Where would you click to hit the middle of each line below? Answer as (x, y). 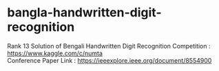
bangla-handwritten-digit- (84, 13)
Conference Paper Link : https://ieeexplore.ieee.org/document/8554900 (109, 60)
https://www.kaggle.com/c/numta (55, 53)
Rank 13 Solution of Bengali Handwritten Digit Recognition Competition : (109, 46)
